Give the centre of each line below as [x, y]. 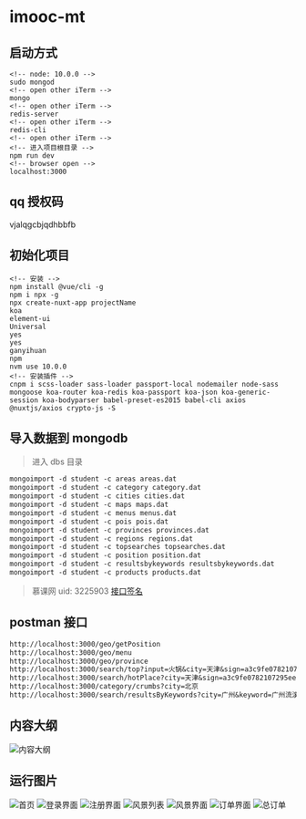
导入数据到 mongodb [69, 438]
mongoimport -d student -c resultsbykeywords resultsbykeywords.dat [142, 564]
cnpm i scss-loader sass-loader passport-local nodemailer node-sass [144, 384]
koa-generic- [246, 392]
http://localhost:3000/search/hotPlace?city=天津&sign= [116, 678]
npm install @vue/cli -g [56, 286]
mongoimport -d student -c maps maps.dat [89, 505]
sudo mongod [32, 82]
